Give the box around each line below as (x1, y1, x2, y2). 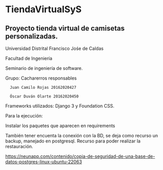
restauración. (5, 143, 33, 149)
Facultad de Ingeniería (5, 55, 53, 61)
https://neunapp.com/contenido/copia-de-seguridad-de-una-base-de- (5, 153, 155, 159)
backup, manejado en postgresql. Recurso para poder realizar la (5, 138, 141, 144)
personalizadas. (5, 32, 58, 40)
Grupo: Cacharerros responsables (5, 75, 77, 81)
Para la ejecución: (5, 113, 43, 118)
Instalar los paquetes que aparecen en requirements (5, 123, 115, 129)
